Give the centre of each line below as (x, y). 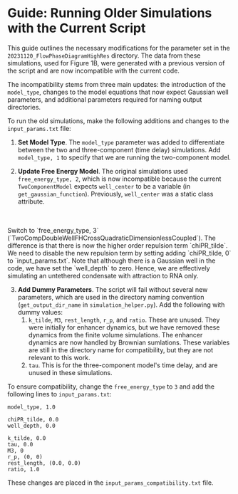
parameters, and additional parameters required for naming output (105, 99)
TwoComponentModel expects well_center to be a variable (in (104, 186)
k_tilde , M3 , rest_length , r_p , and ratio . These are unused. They (124, 320)
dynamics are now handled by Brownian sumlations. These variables (129, 342)
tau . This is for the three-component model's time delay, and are (123, 365)
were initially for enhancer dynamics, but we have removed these (124, 327)
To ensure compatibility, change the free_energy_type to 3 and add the (111, 387)
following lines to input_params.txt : (59, 394)
